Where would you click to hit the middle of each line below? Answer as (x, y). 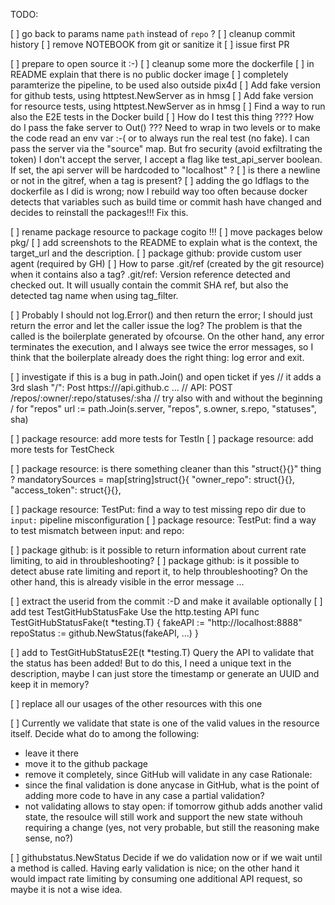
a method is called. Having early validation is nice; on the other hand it (155, 868)
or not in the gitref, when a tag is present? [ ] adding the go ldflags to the (160, 180)
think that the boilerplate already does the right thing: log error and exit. (157, 357)
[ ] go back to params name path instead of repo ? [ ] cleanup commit (153, 33)
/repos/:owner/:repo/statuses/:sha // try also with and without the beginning (166, 398)
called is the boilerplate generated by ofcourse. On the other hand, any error (167, 336)
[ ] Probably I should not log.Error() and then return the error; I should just (161, 315)
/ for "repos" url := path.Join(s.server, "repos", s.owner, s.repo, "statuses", (163, 408)
